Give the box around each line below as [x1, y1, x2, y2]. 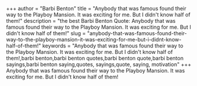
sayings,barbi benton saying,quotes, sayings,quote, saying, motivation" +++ [6, 61, 192, 68]
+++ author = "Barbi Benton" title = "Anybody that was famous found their [6, 5, 187, 12]
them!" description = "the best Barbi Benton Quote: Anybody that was [6, 18, 176, 24]
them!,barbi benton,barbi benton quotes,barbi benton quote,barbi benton [6, 55, 184, 61]
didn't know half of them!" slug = [6, 30, 86, 37]
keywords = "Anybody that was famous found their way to [42, 42, 184, 49]
